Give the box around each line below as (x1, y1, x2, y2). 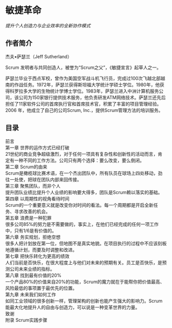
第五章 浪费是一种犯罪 (5, 215, 52, 221)
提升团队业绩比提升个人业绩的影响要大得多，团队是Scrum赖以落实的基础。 (5, 189, 163, 195)
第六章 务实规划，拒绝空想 (5, 233, 60, 240)
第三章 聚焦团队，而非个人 (5, 182, 60, 189)
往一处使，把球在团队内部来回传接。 (5, 176, 82, 182)
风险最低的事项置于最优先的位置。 (5, 285, 77, 291)
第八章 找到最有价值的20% (5, 272, 62, 278)
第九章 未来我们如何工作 (5, 291, 56, 297)
